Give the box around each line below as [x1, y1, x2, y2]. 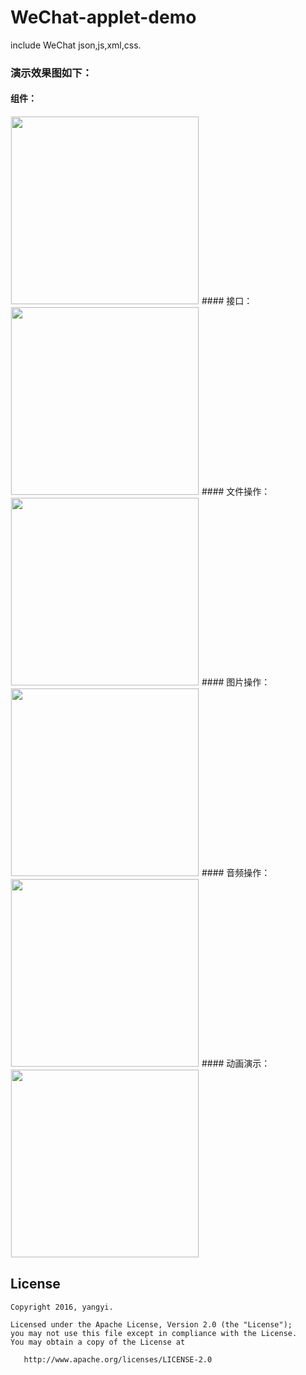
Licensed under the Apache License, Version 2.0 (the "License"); [10, 1319, 293, 1330]
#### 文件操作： [201, 486, 271, 498]
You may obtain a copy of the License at [10, 1337, 186, 1347]
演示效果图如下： [10, 66, 93, 80]
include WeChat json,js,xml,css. [10, 39, 142, 51]
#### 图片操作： [201, 676, 271, 688]
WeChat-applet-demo [10, 6, 197, 29]
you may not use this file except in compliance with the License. [10, 1328, 298, 1338]
